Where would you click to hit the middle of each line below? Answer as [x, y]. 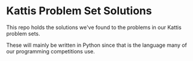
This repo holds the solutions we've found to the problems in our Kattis [94, 27]
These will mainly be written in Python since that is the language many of [97, 45]
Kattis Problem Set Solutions [79, 11]
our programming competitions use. [51, 51]
